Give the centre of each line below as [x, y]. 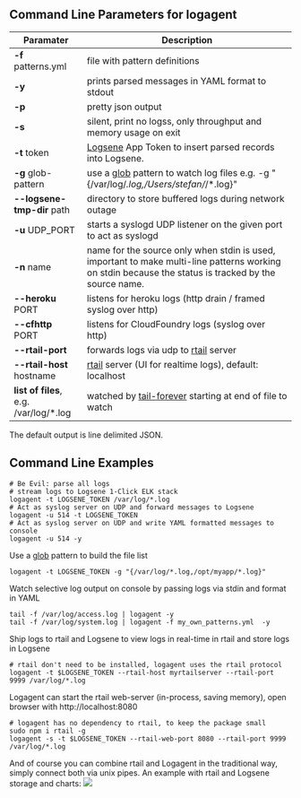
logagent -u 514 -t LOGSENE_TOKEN [74, 515]
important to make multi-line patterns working [184, 261]
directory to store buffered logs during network [185, 198]
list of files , [38, 390]
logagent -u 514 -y [46, 538]
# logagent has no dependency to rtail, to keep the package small [138, 723]
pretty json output [124, 107]
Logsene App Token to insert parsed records [181, 147]
